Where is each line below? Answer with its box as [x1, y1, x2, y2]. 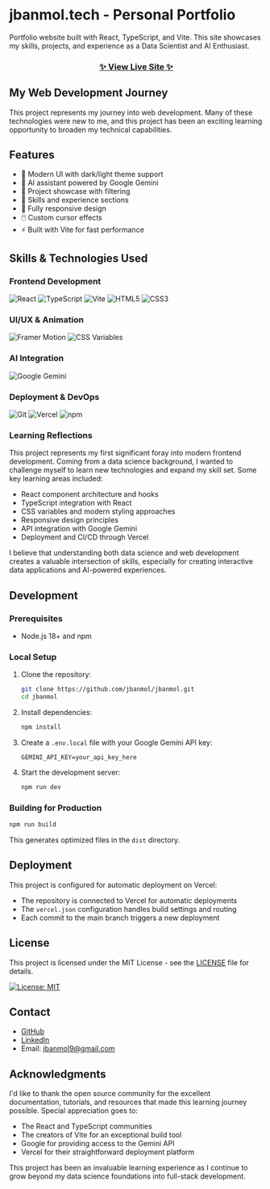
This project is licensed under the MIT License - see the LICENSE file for [9, 957, 249, 967]
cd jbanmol [20, 693, 58, 701]
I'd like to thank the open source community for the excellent [9, 1089, 211, 1099]
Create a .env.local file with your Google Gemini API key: [20, 737, 213, 747]
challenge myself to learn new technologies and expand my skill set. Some [9, 465, 257, 475]
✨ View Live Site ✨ [98, 61, 174, 72]
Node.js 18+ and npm [20, 632, 92, 641]
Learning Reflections [9, 430, 93, 441]
